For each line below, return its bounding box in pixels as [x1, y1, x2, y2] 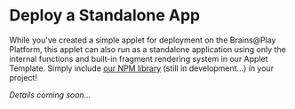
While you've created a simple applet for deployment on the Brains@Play [9, 35, 276, 45]
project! [9, 72, 38, 82]
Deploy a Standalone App [9, 5, 201, 26]
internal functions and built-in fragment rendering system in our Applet [9, 53, 268, 64]
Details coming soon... [9, 90, 92, 100]
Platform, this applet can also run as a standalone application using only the [9, 43, 286, 54]
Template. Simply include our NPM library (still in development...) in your [9, 63, 274, 74]
